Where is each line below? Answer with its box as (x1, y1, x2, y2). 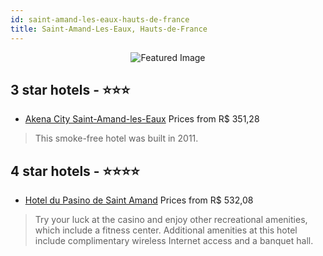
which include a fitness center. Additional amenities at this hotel (34, 224, 298, 236)
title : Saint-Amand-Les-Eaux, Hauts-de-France (10, 24, 208, 34)
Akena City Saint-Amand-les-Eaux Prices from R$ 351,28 (24, 113, 260, 125)
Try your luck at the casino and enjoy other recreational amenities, (34, 214, 308, 226)
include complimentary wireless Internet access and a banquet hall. (34, 235, 314, 247)
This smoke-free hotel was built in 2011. (34, 132, 199, 145)
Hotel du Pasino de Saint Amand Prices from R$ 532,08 (24, 194, 254, 206)
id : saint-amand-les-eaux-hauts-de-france (10, 14, 190, 25)
